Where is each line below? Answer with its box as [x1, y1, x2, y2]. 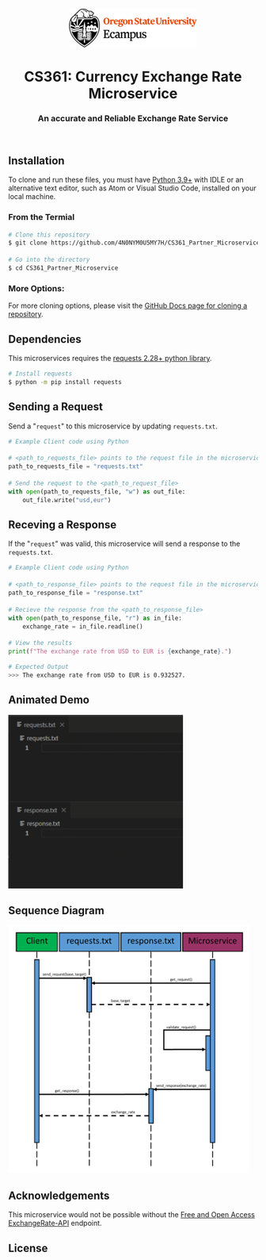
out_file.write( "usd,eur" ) [22, 496, 112, 504]
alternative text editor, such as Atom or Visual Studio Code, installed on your [8, 183, 257, 193]
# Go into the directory [8, 255, 90, 264]
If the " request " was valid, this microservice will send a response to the [8, 539, 241, 548]
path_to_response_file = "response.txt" [8, 589, 144, 597]
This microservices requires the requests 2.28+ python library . [8, 354, 212, 363]
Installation [8, 154, 65, 167]
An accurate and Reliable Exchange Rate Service [37, 113, 229, 124]
